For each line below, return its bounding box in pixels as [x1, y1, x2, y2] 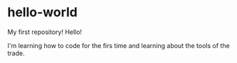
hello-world [7, 4, 78, 21]
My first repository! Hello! [7, 28, 83, 36]
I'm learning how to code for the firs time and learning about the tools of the [7, 41, 230, 50]
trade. [7, 49, 25, 57]
